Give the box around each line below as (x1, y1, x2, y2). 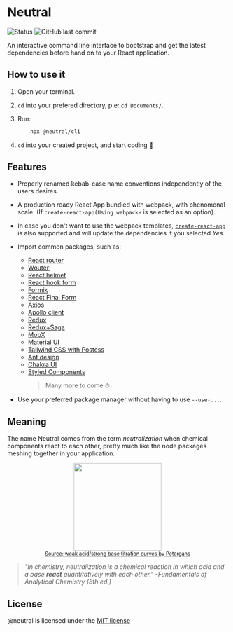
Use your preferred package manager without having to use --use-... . (17, 395, 223, 404)
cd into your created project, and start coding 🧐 (17, 141, 154, 149)
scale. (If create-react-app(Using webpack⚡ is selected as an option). (17, 208, 216, 217)
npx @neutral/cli (30, 128, 80, 135)
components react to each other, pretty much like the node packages (7, 442, 207, 451)
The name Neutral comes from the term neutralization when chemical (7, 434, 209, 443)
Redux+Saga (27, 323, 65, 331)
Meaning (7, 415, 47, 427)
